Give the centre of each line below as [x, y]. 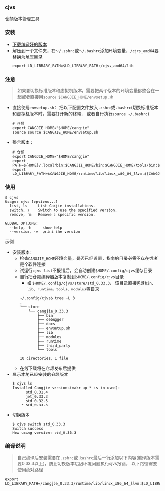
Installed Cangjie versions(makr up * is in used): [66, 388]
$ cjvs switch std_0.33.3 [39, 424]
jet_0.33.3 [37, 397]
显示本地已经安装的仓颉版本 [40, 375]
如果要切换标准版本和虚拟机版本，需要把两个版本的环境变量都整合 [84, 90]
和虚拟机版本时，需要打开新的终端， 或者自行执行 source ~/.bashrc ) [81, 113]
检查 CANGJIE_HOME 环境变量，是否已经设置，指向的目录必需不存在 [84, 258]
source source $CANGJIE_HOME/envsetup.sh [55, 132]
